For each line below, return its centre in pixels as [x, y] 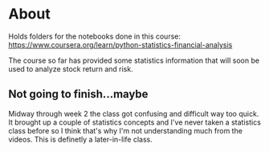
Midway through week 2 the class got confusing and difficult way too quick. [134, 113]
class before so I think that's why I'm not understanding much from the [126, 130]
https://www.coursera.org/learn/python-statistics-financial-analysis [120, 44]
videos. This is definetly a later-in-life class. [80, 139]
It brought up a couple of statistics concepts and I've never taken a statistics [134, 122]
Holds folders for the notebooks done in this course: [94, 36]
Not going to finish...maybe [78, 94]
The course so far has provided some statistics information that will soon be [134, 60]
